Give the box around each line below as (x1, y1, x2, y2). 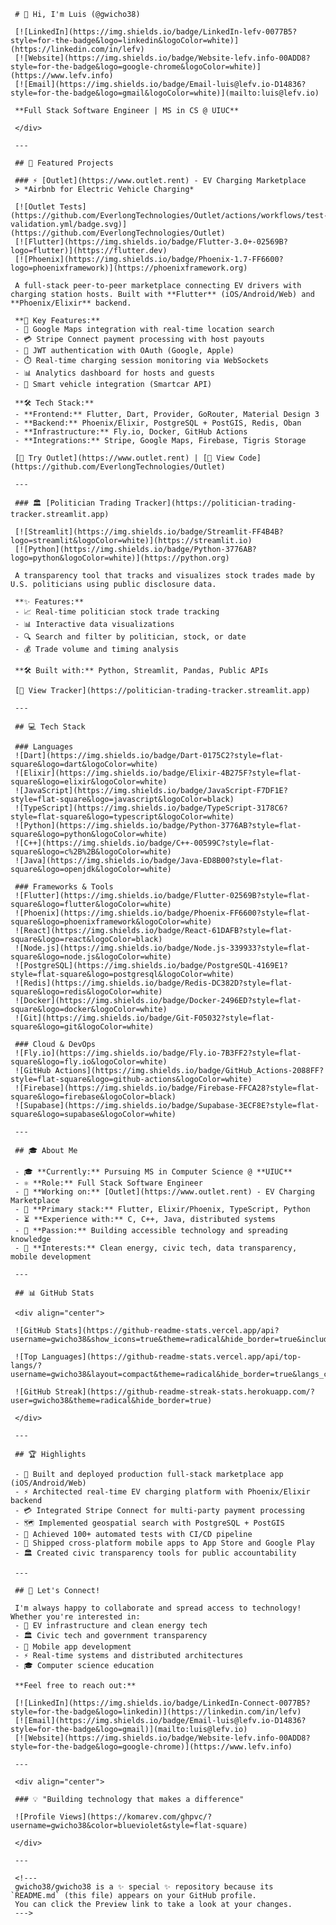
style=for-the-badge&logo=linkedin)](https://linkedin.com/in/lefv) (10, 1707, 302, 1717)
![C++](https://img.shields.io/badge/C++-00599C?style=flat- (14, 838, 275, 848)
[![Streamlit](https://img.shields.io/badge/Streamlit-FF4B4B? (14, 527, 284, 537)
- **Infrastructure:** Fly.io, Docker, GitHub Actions (14, 427, 248, 437)
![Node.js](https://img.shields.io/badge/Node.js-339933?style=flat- (14, 943, 311, 953)
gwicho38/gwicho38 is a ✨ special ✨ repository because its (14, 1882, 274, 1892)
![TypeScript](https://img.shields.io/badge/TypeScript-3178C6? (14, 803, 288, 813)
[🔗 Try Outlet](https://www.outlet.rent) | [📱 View (14, 453, 235, 463)
